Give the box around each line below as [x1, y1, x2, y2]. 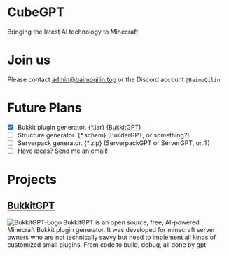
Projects [7, 172, 57, 188]
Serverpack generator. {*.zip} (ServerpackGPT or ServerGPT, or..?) [17, 138, 210, 147]
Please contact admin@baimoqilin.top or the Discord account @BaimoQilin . [7, 75, 223, 83]
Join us [7, 52, 51, 68]
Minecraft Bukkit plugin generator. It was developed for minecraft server [7, 226, 216, 234]
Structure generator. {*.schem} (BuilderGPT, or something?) [17, 130, 190, 139]
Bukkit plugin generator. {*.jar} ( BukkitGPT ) [17, 123, 141, 131]
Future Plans [7, 100, 82, 116]
